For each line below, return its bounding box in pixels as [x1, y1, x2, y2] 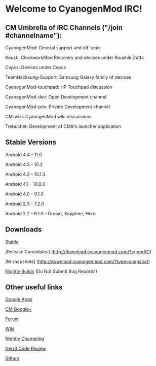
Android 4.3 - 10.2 [5, 161, 43, 168]
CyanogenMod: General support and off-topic [5, 45, 101, 51]
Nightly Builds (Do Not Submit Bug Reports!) [5, 268, 98, 274]
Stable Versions [5, 138, 57, 147]
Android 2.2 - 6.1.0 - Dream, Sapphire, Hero [5, 210, 96, 216]
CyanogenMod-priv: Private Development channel [5, 104, 110, 110]
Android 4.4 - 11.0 [5, 151, 42, 157]
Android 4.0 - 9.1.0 [5, 191, 44, 197]
